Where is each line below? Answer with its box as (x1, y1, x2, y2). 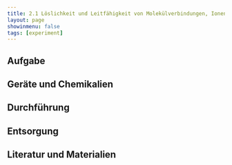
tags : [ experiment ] (7, 29, 64, 37)
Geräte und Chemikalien (7, 79, 114, 90)
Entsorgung (7, 125, 59, 137)
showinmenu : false (7, 23, 60, 30)
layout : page (7, 17, 45, 23)
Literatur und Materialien (7, 149, 116, 161)
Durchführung (7, 101, 70, 114)
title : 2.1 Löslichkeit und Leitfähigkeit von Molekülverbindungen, (7, 10, 209, 17)
